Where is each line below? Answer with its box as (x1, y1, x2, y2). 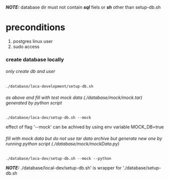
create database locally (6, 56, 64, 63)
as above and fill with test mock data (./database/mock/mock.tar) (6, 94, 142, 100)
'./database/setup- (122, 165, 161, 171)
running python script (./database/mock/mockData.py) (6, 140, 120, 146)
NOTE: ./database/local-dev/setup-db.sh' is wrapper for (6, 165, 122, 171)
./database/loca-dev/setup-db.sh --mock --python (6, 156, 112, 161)
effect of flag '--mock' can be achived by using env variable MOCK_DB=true (6, 124, 164, 130)
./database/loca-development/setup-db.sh (6, 84, 94, 89)
